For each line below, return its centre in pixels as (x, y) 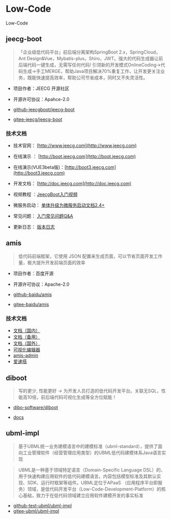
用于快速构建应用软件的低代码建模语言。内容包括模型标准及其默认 (87, 476)
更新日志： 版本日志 (34, 227)
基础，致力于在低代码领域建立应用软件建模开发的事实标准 (83, 495)
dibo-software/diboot (35, 407)
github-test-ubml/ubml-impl (42, 505)
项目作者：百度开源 (33, 273)
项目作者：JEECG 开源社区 (41, 88)
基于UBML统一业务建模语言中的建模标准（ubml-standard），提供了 (88, 446)
